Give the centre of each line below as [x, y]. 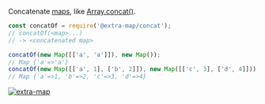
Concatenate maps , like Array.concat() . [72, 11]
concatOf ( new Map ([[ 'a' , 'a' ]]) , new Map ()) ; [85, 54]
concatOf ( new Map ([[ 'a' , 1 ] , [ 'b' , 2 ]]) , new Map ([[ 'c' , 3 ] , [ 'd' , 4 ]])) [132, 69]
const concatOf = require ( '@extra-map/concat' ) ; [90, 26]
